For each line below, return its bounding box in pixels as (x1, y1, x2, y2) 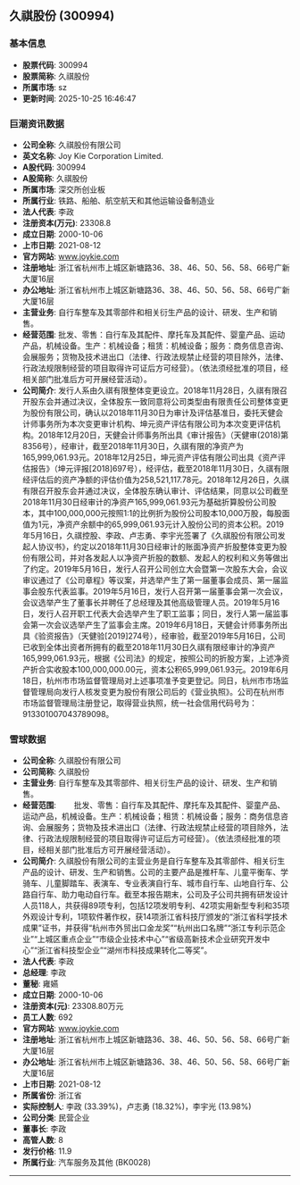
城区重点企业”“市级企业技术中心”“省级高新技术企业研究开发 (45, 934, 262, 945)
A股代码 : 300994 (21, 162, 87, 172)
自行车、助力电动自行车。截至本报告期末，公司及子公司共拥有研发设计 (29, 889, 288, 900)
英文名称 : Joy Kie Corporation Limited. (21, 150, 163, 161)
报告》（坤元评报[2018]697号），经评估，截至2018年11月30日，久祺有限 (29, 463, 290, 473)
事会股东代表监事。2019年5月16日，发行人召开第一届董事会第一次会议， (21, 586, 288, 597)
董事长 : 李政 (21, 1123, 67, 1134)
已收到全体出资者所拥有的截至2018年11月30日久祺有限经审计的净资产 (21, 641, 276, 652)
